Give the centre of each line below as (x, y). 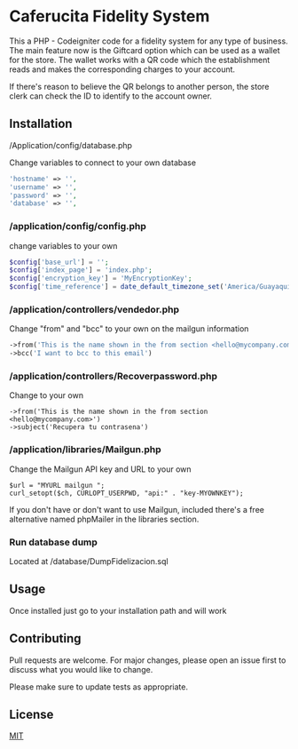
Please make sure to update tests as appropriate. (99, 687)
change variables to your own (63, 245)
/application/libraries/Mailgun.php (85, 450)
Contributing (45, 638)
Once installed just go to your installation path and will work (118, 610)
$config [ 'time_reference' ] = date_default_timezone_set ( (117, 287)
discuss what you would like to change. (81, 669)
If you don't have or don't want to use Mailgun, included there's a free (137, 509)
